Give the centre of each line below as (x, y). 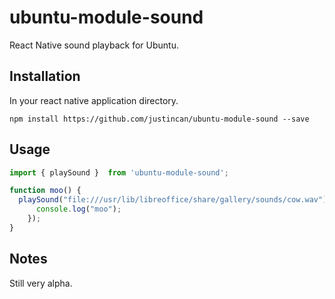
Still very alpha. (41, 283)
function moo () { (45, 191)
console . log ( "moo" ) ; (78, 209)
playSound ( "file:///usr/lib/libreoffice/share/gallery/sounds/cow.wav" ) (173, 200)
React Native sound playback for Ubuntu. (94, 45)
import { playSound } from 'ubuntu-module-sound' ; (119, 172)
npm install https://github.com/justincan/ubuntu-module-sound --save (159, 119)
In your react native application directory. (94, 100)
